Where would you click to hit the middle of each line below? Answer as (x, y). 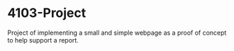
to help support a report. (43, 40)
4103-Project (47, 13)
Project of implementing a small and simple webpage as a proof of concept (117, 33)
